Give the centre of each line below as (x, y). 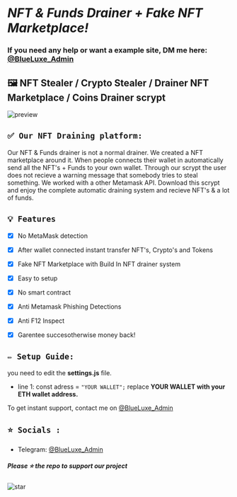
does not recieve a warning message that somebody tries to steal (103, 175)
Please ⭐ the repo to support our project (68, 466)
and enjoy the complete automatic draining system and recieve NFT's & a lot (118, 190)
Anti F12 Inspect (41, 321)
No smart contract (44, 292)
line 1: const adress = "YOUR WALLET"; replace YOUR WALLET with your (121, 387)
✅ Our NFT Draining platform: (75, 136)
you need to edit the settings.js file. (59, 372)
